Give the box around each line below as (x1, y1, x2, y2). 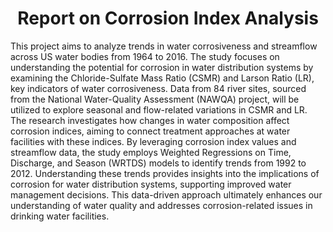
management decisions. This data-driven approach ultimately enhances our (10, 188, 323, 201)
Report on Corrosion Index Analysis (17, 7, 319, 30)
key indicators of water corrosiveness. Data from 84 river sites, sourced (10, 82, 307, 94)
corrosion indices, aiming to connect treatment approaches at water (10, 125, 291, 137)
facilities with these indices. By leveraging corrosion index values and (10, 135, 297, 147)
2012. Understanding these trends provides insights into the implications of (10, 167, 320, 179)
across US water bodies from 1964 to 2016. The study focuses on (10, 50, 280, 62)
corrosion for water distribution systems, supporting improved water (10, 178, 292, 190)
